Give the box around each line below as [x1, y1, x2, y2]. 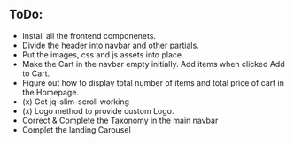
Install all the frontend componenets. [21, 30, 157, 41]
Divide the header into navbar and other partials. [21, 40, 199, 50]
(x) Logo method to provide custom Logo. [21, 105, 174, 116]
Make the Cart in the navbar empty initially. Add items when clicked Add [21, 58, 285, 69]
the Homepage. [21, 87, 80, 97]
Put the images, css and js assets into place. [21, 49, 184, 60]
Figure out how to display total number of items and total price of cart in [21, 77, 285, 87]
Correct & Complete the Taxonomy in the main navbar [21, 115, 219, 125]
